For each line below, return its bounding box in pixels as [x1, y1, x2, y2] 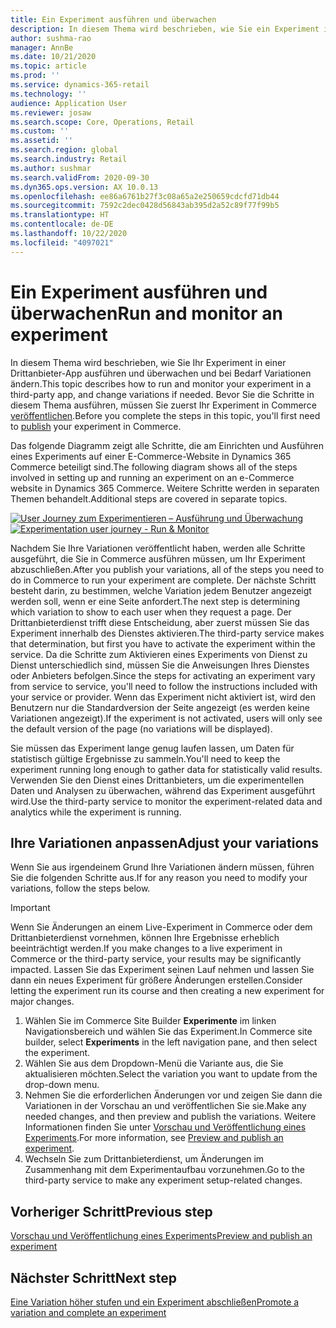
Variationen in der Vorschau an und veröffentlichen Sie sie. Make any [24, 1100, 307, 1112]
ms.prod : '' [10, 71, 60, 81]
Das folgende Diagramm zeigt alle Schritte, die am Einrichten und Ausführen [10, 439, 324, 451]
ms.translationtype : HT [10, 210, 110, 220]
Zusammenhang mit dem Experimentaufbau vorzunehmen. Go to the [24, 1164, 305, 1176]
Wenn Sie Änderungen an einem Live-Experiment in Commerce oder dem [10, 921, 313, 933]
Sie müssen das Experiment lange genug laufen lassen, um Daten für [10, 742, 295, 754]
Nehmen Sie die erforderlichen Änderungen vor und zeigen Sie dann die [24, 1089, 323, 1101]
